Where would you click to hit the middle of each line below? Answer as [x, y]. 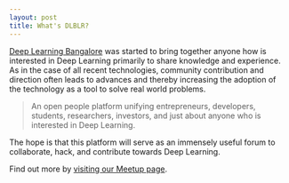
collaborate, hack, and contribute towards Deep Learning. [115, 151]
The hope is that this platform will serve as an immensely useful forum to [142, 142]
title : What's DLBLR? [49, 26]
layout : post [33, 17]
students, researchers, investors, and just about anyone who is [146, 115]
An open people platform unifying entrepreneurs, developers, [143, 106]
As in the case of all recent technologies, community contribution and [136, 70]
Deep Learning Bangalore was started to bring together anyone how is [138, 51]
